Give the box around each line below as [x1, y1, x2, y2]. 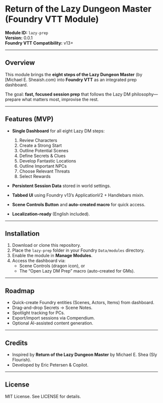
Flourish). [12, 357, 32, 362]
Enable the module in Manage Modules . [12, 253, 93, 258]
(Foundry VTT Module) [5, 14, 99, 25]
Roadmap [5, 287, 35, 295]
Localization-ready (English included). [12, 211, 90, 217]
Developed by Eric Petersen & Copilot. [12, 362, 89, 368]
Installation [5, 229, 40, 238]
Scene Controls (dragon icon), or [19, 263, 85, 269]
